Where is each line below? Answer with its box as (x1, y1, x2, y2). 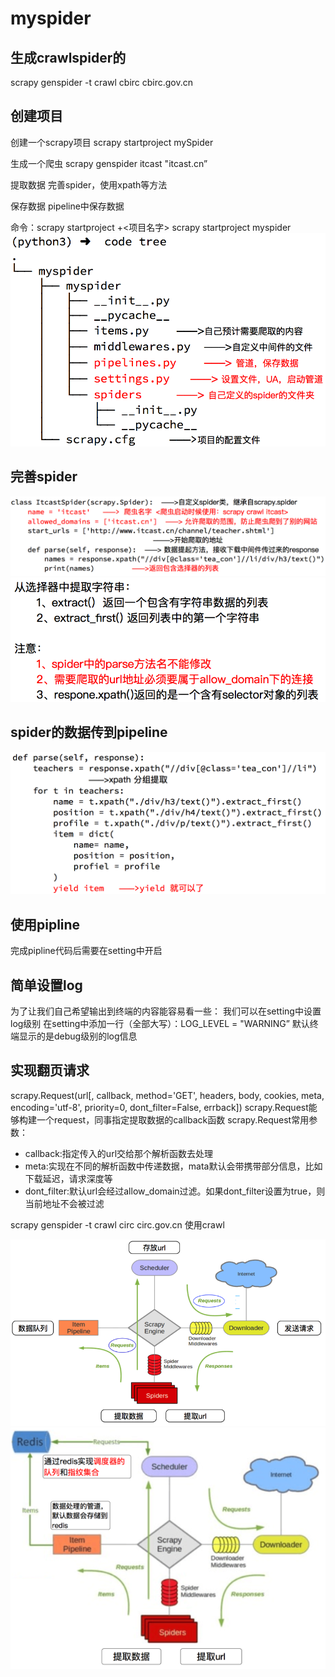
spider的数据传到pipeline (10, 724, 168, 741)
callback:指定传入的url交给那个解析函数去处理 (24, 1147, 214, 1159)
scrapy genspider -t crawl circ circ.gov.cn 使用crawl (10, 1218, 225, 1231)
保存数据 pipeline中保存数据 (10, 200, 125, 212)
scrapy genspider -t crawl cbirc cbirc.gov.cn (10, 77, 194, 88)
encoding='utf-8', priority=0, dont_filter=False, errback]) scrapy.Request (10, 1101, 309, 1113)
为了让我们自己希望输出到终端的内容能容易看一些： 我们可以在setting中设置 (10, 1005, 322, 1017)
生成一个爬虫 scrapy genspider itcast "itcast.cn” (10, 157, 208, 169)
